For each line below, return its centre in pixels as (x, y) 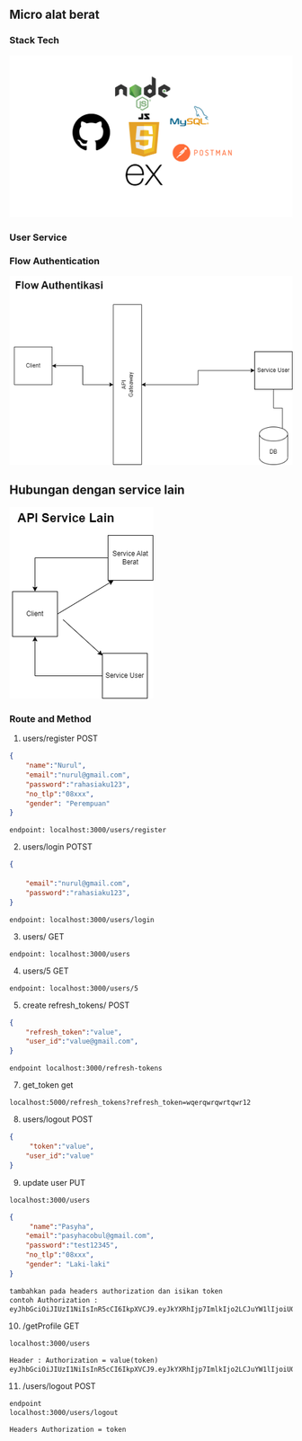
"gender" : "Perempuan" (68, 804)
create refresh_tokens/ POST (76, 1005)
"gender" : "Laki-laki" (68, 1265)
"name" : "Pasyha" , (62, 1226)
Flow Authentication (55, 262)
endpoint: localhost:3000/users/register (88, 831)
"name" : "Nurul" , (56, 766)
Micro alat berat (55, 15)
